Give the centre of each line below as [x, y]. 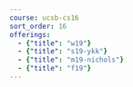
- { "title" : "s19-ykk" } [62, 52]
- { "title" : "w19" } [55, 43]
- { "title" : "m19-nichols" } [71, 60]
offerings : [30, 34]
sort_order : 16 [38, 26]
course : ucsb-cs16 [44, 18]
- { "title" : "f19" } [55, 69]
